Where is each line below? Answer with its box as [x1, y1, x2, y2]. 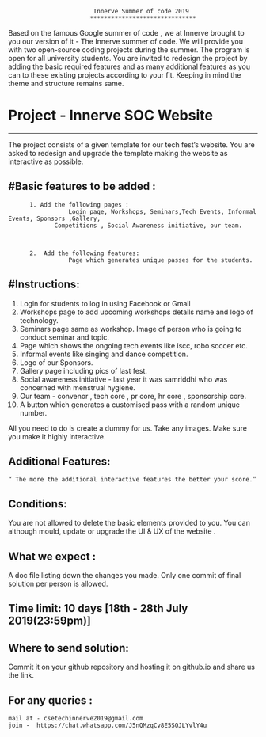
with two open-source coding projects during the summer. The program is [8, 45, 250, 55]
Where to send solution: [8, 641, 129, 655]
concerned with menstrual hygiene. [19, 382, 136, 392]
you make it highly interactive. [8, 431, 106, 441]
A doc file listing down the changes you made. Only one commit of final [8, 571, 241, 579]
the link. [8, 671, 34, 680]
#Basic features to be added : [8, 180, 156, 193]
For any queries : [8, 693, 93, 707]
